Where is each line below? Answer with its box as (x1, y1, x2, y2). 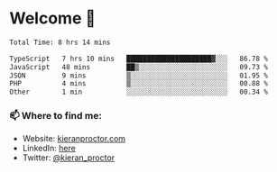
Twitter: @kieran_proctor (22, 152, 115, 163)
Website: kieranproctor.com (22, 133, 126, 144)
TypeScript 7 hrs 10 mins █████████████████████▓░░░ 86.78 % (9, 54, 269, 63)
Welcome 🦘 (9, 8, 97, 29)
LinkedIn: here (22, 143, 77, 154)
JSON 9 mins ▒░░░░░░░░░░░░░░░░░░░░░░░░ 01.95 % (9, 71, 269, 80)
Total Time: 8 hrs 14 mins (9, 38, 111, 47)
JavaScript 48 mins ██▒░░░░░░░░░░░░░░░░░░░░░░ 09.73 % (9, 62, 269, 71)
